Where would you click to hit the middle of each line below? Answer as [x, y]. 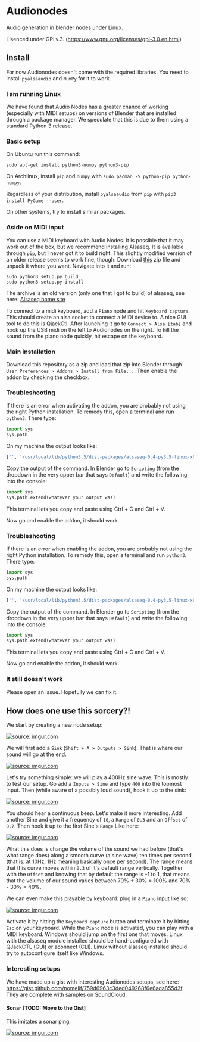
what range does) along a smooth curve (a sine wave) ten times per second [99, 856]
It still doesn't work [35, 679]
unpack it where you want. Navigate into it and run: [69, 266]
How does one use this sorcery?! [68, 710]
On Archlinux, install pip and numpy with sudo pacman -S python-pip [88, 176]
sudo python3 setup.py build [42, 276]
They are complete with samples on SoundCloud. [66, 994]
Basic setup [24, 141]
